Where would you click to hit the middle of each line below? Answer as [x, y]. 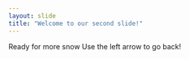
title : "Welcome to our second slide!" [76, 23]
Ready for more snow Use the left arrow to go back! [95, 46]
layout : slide [32, 16]
